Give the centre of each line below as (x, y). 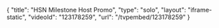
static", (17, 17)
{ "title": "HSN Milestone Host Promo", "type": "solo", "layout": (97, 10)
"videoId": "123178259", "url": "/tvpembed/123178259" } (109, 17)
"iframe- (200, 10)
